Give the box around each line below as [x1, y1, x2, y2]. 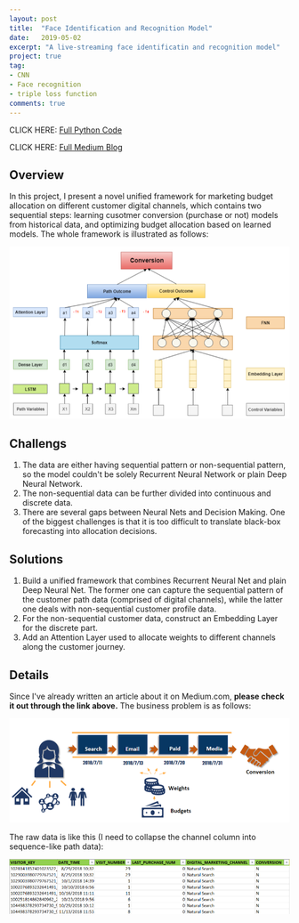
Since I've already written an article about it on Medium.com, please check [9, 691, 285, 702]
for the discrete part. [21, 623, 98, 634]
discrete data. [21, 498, 73, 508]
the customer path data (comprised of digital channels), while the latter [21, 595, 283, 605]
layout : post [9, 14, 58, 23]
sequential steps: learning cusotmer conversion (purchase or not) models [9, 210, 279, 221]
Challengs [9, 436, 67, 451]
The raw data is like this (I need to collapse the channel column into [9, 832, 256, 843]
